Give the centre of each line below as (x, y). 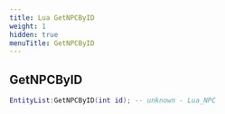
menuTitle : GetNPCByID (52, 43)
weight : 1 (28, 26)
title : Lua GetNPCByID (52, 18)
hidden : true (34, 34)
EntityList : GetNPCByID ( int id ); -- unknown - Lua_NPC (113, 100)
